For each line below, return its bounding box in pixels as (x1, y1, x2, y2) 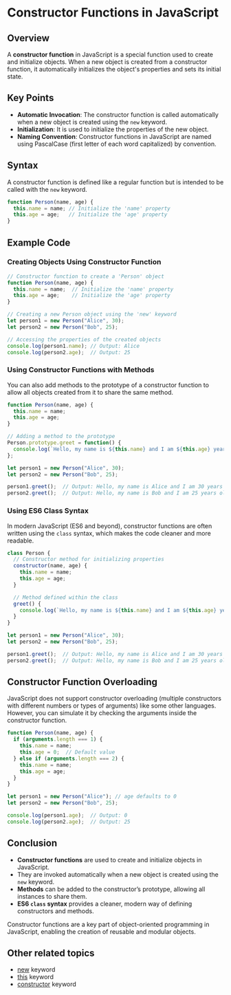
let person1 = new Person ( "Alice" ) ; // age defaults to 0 (7, 793, 177, 800)
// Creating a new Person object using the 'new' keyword (7, 311, 177, 318)
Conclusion (7, 838, 58, 849)
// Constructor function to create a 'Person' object (7, 273, 165, 280)
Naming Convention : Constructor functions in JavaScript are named (16, 132, 212, 140)
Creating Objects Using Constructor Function (7, 257, 162, 267)
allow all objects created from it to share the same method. (7, 388, 174, 396)
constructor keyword (16, 980, 77, 988)
